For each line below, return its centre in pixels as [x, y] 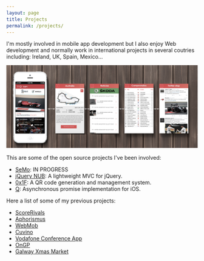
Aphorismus [30, 219]
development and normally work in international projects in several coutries [100, 50]
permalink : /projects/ [35, 26]
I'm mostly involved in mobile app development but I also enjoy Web [91, 44]
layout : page [23, 13]
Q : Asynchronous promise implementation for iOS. [78, 189]
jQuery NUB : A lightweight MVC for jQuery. [69, 176]
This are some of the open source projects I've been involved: [84, 158]
